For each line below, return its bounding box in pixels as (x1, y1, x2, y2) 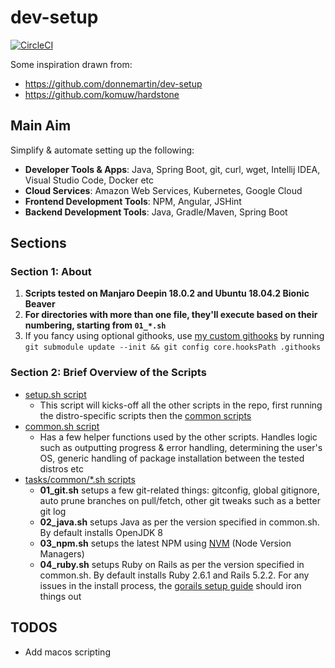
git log (39, 505, 67, 517)
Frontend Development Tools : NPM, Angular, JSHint (24, 195, 242, 207)
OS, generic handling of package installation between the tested (39, 452, 305, 464)
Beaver (24, 298, 56, 310)
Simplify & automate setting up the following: (10, 144, 195, 156)
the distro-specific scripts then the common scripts (39, 409, 252, 421)
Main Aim (10, 117, 72, 135)
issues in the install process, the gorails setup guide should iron (39, 579, 302, 591)
